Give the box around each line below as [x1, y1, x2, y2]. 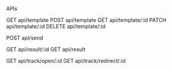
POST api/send [6, 34, 43, 41]
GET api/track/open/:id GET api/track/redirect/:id [6, 58, 126, 64]
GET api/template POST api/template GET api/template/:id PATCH [6, 17, 167, 23]
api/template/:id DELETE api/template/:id [6, 23, 106, 30]
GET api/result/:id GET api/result [6, 46, 86, 53]
